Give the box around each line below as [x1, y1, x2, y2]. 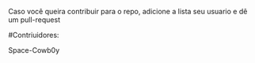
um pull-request [8, 15, 61, 24]
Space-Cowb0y [8, 46, 60, 54]
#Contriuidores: [8, 31, 59, 39]
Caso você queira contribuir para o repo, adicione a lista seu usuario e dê [8, 7, 248, 16]
